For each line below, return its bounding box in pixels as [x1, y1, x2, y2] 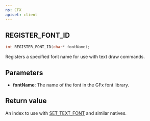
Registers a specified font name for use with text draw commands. [5, 54, 145, 60]
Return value [5, 97, 47, 105]
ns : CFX [5, 7, 22, 13]
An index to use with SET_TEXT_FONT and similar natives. [5, 110, 127, 116]
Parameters [5, 68, 43, 77]
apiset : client [5, 12, 38, 17]
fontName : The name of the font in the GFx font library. [12, 82, 129, 88]
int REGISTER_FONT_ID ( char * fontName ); [5, 44, 90, 50]
